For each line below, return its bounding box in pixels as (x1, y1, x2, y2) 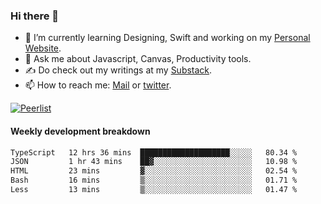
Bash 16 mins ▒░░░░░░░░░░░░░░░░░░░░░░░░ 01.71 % (10, 175, 298, 186)
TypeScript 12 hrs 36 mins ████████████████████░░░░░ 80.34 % (10, 147, 298, 158)
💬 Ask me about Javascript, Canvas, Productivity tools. (24, 53, 252, 65)
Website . (24, 42, 62, 54)
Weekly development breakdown (10, 125, 151, 137)
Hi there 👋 (10, 9, 60, 23)
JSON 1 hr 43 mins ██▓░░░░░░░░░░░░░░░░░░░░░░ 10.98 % (10, 157, 298, 167)
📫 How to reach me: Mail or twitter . (24, 79, 172, 91)
